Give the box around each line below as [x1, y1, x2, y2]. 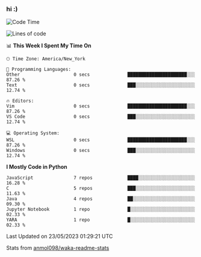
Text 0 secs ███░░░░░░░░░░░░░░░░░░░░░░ [6, 82, 196, 88]
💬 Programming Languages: [6, 67, 71, 73]
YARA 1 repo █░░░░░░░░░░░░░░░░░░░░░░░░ [6, 217, 196, 223]
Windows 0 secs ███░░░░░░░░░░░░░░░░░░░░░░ [6, 148, 196, 154]
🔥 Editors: [6, 98, 34, 104]
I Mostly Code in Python [6, 163, 67, 171]
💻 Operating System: [6, 130, 60, 136]
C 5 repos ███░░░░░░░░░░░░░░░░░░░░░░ [6, 186, 196, 192]
